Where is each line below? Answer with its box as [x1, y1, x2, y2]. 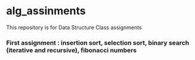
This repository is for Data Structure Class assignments [6, 24, 142, 31]
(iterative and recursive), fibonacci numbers [6, 46, 137, 54]
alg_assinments [6, 4, 86, 18]
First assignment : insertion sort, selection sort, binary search [6, 39, 190, 47]
